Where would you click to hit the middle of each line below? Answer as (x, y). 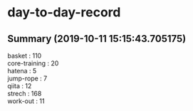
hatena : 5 (22, 71)
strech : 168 (25, 94)
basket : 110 (25, 55)
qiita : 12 (20, 86)
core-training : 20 (33, 63)
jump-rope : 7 (27, 78)
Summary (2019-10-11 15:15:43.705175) (97, 39)
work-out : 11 (26, 101)
